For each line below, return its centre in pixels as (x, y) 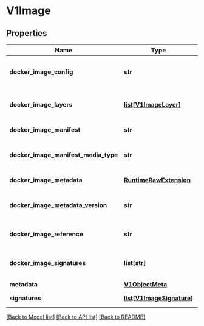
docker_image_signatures (48, 263)
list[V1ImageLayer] (152, 105)
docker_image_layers (41, 105)
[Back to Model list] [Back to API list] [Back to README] (76, 317)
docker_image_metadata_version (58, 205)
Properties (27, 33)
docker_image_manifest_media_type (64, 155)
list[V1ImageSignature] (158, 298)
